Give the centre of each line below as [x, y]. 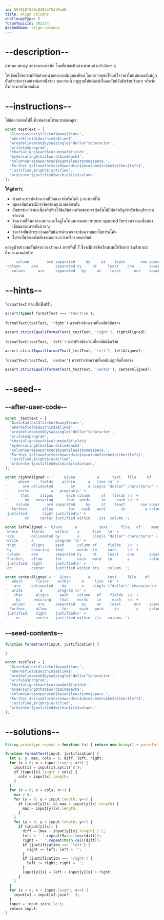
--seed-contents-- [34, 633]
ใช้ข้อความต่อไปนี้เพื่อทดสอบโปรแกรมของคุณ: [41, 120]
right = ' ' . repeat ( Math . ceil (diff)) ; [62, 840]
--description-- [37, 52]
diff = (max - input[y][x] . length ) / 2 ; [64, 831]
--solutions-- [32, 732]
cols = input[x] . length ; [43, 776]
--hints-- [24, 291]
